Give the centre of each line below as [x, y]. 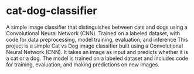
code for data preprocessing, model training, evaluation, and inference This [97, 39]
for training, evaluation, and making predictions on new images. [83, 64]
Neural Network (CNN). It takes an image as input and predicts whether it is [97, 52]
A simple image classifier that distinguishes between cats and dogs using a [97, 27]
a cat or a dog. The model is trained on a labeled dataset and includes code [97, 58]
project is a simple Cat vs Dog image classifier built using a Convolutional [95, 46]
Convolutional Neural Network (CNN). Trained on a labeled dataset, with [93, 33]
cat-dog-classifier [52, 11]
